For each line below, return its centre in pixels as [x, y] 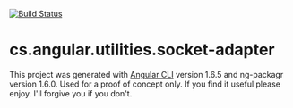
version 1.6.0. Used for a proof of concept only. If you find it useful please [145, 84]
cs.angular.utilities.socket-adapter [142, 50]
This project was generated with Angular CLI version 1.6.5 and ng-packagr [146, 74]
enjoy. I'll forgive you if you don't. [71, 93]
